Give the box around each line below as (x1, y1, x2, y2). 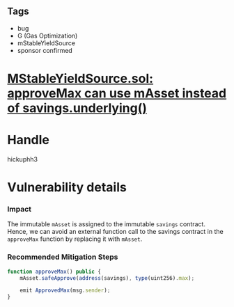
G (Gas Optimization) (17, 31, 78, 40)
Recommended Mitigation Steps (7, 252, 118, 262)
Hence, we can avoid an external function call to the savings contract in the (7, 228, 224, 236)
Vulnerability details (7, 180, 127, 196)
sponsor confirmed (17, 46, 73, 54)
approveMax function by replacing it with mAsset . (7, 235, 143, 243)
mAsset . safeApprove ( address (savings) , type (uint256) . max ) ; (19, 274, 195, 281)
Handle (7, 132, 50, 148)
